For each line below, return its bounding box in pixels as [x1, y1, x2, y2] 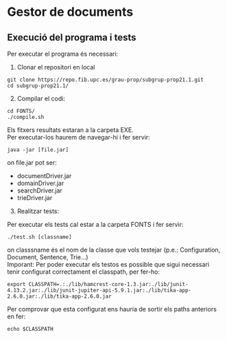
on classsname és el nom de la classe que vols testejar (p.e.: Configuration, [7, 245, 221, 254]
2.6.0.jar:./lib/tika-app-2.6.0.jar [7, 293, 112, 300]
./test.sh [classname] [7, 234, 72, 241]
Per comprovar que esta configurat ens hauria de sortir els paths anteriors [7, 305, 217, 313]
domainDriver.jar [16, 179, 64, 187]
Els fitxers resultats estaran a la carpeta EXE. [7, 126, 134, 134]
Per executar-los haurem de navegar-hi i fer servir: [7, 133, 151, 141]
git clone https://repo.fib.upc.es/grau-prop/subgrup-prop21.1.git [7, 76, 204, 83]
